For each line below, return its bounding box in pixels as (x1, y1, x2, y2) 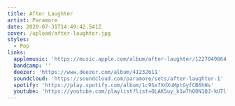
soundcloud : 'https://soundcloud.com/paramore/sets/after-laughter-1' (13, 75, 224, 82)
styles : (7, 36, 30, 43)
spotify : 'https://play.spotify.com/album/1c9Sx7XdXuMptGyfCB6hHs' (13, 82, 215, 89)
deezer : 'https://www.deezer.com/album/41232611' (13, 68, 161, 75)
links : (7, 50, 27, 56)
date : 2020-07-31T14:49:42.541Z (7, 23, 101, 30)
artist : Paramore (7, 17, 58, 24)
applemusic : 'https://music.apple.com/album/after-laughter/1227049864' (13, 56, 230, 63)
